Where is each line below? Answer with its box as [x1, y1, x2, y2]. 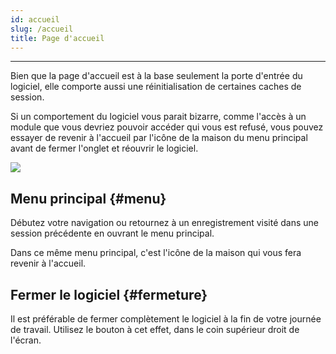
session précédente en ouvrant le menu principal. [10, 227, 215, 240]
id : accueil [10, 14, 60, 25]
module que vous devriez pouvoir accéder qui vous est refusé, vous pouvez [10, 121, 324, 133]
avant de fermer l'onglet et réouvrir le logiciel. [10, 142, 199, 155]
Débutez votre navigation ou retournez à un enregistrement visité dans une [10, 217, 320, 229]
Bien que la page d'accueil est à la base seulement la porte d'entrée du [10, 70, 303, 82]
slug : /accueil [10, 24, 74, 34]
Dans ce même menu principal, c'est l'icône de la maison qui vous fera [10, 247, 302, 259]
